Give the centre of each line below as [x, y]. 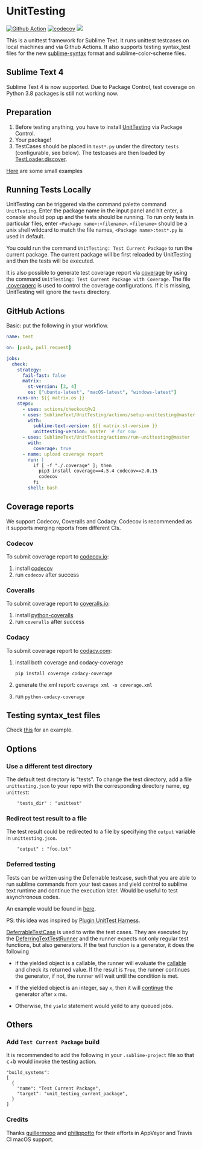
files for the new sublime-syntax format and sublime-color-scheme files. [96, 53]
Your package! [33, 140]
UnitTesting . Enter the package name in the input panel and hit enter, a [94, 211]
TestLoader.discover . [41, 159]
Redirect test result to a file [47, 819]
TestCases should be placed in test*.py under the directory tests [97, 146]
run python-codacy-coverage [50, 696]
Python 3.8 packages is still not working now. [62, 93]
